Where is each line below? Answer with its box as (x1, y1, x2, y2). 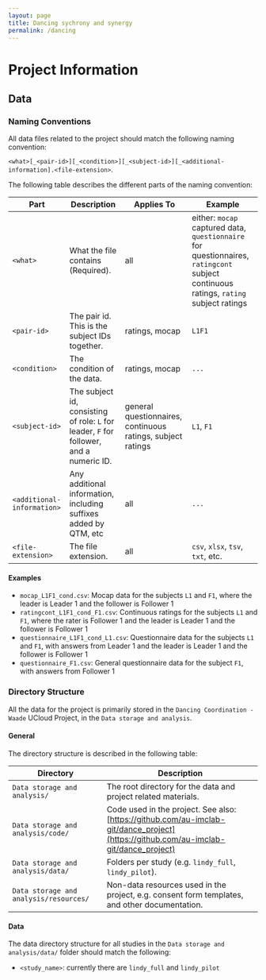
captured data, (191, 222, 247, 233)
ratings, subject (124, 430, 183, 442)
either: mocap (191, 212, 238, 223)
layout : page (8, 11, 51, 20)
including (69, 498, 104, 509)
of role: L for (69, 416, 115, 427)
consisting (69, 406, 108, 417)
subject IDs (69, 330, 112, 341)
